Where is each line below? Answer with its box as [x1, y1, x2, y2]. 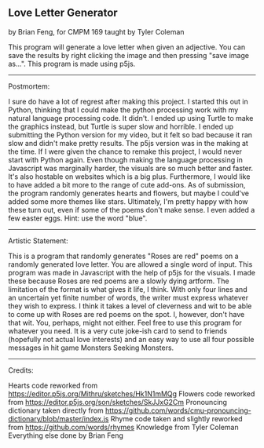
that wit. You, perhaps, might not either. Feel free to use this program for [8, 318, 242, 327]
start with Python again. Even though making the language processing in [8, 155, 244, 164]
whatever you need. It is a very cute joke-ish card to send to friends [8, 326, 228, 336]
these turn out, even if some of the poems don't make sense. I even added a [8, 205, 255, 214]
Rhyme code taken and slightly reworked [110, 413, 243, 423]
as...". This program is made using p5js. [8, 59, 136, 68]
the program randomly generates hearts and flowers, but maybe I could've [8, 188, 250, 198]
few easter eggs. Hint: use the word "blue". [8, 213, 148, 223]
